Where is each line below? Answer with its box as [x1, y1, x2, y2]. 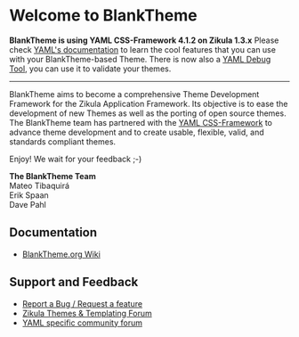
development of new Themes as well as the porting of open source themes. [9, 108, 287, 119]
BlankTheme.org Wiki [21, 249, 101, 259]
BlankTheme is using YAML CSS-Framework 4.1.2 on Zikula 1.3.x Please [9, 35, 279, 45]
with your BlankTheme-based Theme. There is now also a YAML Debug [9, 53, 271, 64]
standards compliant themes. [9, 136, 117, 147]
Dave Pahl [9, 199, 46, 210]
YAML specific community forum [21, 317, 142, 328]
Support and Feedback [9, 275, 139, 290]
